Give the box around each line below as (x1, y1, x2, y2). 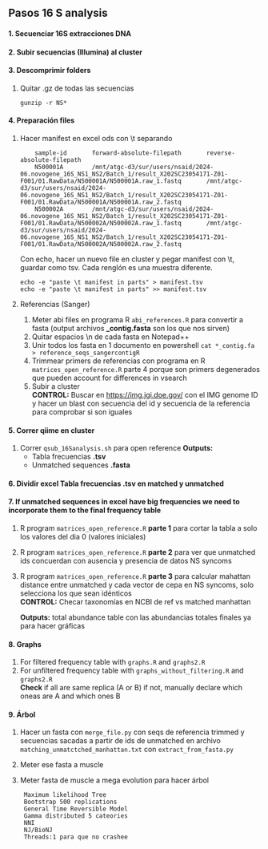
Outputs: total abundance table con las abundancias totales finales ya (19, 612, 252, 622)
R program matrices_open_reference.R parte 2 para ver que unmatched (19, 547, 256, 556)
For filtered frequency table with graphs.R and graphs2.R (19, 657, 206, 667)
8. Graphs (8, 639, 42, 649)
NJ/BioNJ (23, 826, 54, 835)
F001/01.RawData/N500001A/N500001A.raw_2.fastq (19, 198, 182, 206)
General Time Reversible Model (23, 805, 128, 813)
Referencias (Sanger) (19, 299, 90, 309)
